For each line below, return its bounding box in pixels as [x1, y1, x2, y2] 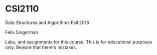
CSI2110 [5, 3, 39, 14]
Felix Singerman [5, 29, 38, 35]
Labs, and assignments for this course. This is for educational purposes [5, 38, 153, 45]
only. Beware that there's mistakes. [5, 44, 77, 50]
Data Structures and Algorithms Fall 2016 [5, 19, 90, 25]
